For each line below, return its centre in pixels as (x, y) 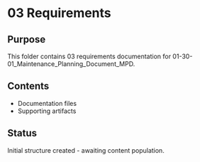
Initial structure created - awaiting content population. (86, 150)
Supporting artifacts (47, 111)
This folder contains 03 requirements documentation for (89, 56)
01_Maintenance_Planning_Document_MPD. (71, 64)
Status (22, 133)
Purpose (27, 39)
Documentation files (47, 103)
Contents (28, 86)
